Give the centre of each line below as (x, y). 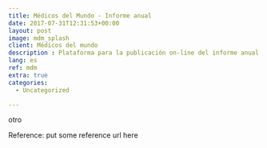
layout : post (30, 30)
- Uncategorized (42, 90)
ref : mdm (23, 68)
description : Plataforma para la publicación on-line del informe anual (134, 53)
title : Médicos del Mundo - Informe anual (80, 16)
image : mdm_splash (39, 38)
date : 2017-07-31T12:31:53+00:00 (64, 23)
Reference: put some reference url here (73, 135)
